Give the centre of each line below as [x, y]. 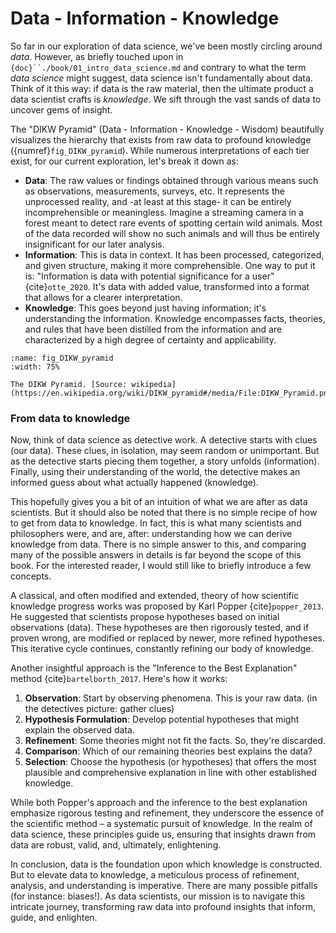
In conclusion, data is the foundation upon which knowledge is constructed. [166, 864]
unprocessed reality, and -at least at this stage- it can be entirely [158, 201]
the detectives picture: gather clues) [99, 709]
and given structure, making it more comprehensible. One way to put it [170, 265]
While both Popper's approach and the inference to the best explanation [159, 803]
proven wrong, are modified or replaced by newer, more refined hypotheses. [168, 638]
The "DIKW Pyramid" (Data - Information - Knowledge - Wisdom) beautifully [167, 129]
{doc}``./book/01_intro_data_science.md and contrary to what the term [158, 67]
